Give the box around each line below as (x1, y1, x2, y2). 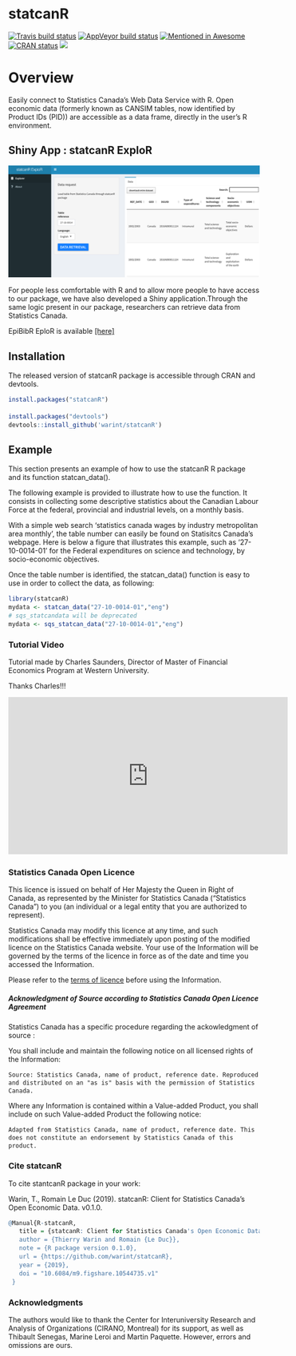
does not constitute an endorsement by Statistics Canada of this (8, 1134, 234, 1142)
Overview (8, 69, 74, 87)
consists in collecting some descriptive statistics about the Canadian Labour (8, 497, 259, 506)
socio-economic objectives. (8, 554, 100, 564)
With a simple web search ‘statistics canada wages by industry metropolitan (8, 521, 259, 530)
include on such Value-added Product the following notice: (8, 1109, 202, 1119)
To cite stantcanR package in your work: (8, 1179, 141, 1188)
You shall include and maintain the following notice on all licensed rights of (8, 1046, 254, 1056)
